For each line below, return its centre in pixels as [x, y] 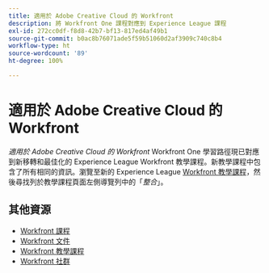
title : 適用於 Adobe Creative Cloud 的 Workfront [91, 16]
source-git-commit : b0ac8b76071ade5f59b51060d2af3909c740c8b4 [115, 38]
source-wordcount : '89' [48, 53]
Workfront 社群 [45, 261]
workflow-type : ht [39, 46]
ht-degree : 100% [36, 61]
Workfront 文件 [45, 241]
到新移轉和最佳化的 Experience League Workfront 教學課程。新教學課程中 [131, 162]
